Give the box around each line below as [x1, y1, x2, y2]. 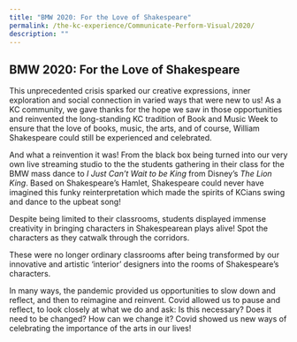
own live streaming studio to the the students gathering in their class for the [9, 159, 285, 170]
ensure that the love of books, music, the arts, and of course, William [9, 123, 261, 133]
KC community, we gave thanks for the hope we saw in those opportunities [9, 104, 283, 115]
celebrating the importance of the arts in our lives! [9, 323, 192, 334]
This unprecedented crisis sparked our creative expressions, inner [9, 86, 251, 96]
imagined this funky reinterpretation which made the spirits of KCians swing [9, 187, 286, 198]
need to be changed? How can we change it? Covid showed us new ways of [9, 314, 287, 324]
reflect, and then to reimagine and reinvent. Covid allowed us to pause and [9, 295, 281, 306]
